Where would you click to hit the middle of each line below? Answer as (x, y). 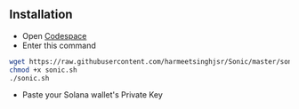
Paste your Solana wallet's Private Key (92, 95)
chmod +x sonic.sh (43, 70)
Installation (41, 15)
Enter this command (59, 45)
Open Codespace (54, 35)
